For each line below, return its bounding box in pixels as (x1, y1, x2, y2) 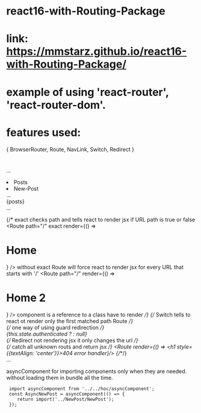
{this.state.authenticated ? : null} (6, 330, 87, 338)
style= (176, 343, 193, 350)
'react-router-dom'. (6, 98, 107, 112)
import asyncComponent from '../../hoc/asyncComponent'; (8, 385, 155, 392)
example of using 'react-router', (6, 85, 169, 99)
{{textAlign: (6, 349, 35, 357)
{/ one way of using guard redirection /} (6, 324, 105, 331)
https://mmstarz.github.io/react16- (6, 45, 187, 59)
